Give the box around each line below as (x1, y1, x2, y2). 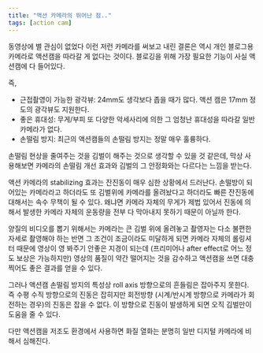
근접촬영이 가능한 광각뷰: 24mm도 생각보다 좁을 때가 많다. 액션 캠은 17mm (19, 95, 248, 104)
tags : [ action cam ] (8, 19, 72, 27)
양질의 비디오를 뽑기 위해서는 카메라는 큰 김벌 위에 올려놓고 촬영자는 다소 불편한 (8, 224, 252, 233)
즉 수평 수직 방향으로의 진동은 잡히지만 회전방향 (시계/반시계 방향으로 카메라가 (8, 289, 246, 299)
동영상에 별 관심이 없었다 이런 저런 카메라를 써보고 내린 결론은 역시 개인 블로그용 (8, 41, 254, 51)
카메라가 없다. (19, 124, 63, 134)
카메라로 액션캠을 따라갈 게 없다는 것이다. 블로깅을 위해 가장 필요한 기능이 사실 (8, 51, 248, 61)
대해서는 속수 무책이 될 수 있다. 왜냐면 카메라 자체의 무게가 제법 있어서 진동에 (8, 197, 243, 206)
